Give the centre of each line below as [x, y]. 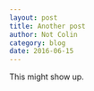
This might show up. [47, 77]
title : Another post [48, 26]
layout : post [34, 18]
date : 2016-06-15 [42, 51]
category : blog [38, 43]
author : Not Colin [43, 34]
